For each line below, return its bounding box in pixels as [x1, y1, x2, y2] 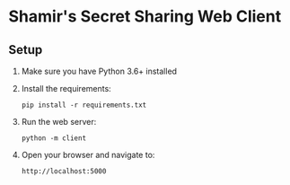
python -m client [21, 134, 87, 143]
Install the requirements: [21, 84, 111, 93]
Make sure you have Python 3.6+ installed [21, 66, 177, 76]
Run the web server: [21, 117, 97, 127]
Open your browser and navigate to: [21, 150, 155, 160]
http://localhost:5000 [21, 167, 107, 176]
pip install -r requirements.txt [21, 101, 147, 110]
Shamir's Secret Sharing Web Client [8, 6, 282, 27]
